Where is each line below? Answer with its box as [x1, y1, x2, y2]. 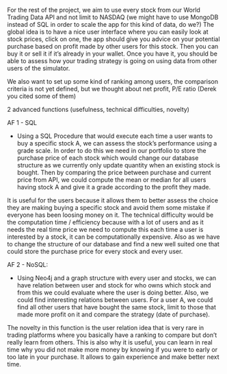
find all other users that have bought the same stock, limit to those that [16, 303, 217, 311]
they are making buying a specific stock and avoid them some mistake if [7, 204, 211, 211]
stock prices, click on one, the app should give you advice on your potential [7, 35, 220, 43]
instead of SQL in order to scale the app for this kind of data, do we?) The [7, 21, 214, 28]
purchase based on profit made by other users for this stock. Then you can [7, 43, 219, 50]
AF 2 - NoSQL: [7, 261, 49, 268]
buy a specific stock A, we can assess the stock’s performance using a [16, 139, 217, 147]
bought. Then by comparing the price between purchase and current [16, 168, 211, 176]
